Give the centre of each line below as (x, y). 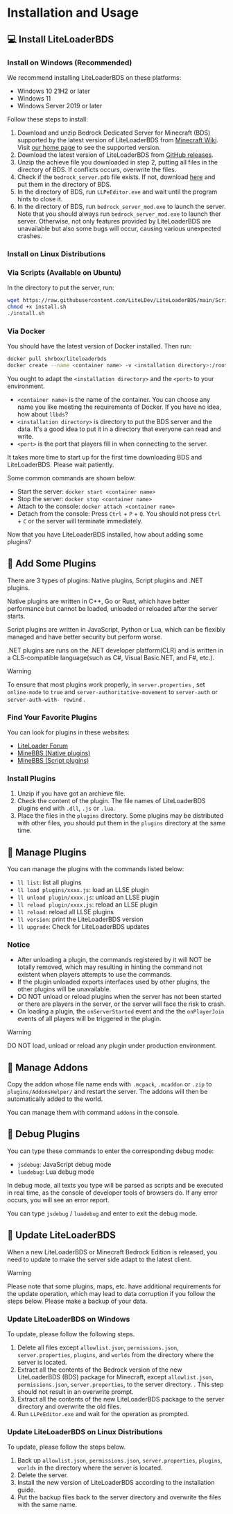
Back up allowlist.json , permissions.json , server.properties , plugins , (120, 1461)
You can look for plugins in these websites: (69, 732)
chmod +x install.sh (37, 307)
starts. (16, 616)
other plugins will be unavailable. (64, 989)
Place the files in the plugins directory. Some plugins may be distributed (120, 816)
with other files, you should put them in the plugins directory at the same (121, 823)
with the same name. (47, 1505)
